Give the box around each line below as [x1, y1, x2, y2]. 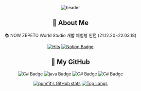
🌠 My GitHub [51, 58, 90, 66]
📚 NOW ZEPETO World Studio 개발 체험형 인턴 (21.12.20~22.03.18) [4, 32, 137, 38]
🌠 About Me [52, 19, 89, 27]
